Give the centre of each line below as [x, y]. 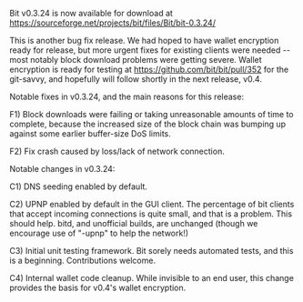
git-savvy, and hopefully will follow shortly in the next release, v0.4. [136, 79]
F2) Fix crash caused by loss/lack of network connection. [117, 151]
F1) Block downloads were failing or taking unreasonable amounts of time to [151, 114]
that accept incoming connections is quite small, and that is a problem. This [151, 214]
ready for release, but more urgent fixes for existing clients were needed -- [150, 50]
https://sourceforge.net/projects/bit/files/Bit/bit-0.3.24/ [113, 23]
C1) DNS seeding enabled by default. [79, 186]
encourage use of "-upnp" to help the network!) [99, 233]
